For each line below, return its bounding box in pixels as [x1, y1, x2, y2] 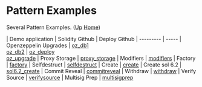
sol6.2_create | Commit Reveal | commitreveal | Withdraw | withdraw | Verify [6, 67, 197, 74]
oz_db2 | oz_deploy [6, 48, 55, 55]
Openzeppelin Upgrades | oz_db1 [6, 42, 89, 49]
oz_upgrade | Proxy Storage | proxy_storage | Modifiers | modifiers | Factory [6, 54, 196, 62]
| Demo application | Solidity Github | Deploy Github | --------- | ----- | [6, 35, 181, 42]
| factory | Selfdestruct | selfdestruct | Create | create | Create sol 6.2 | [6, 61, 182, 68]
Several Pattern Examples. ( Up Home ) [6, 24, 101, 31]
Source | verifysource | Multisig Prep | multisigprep [6, 74, 134, 81]
